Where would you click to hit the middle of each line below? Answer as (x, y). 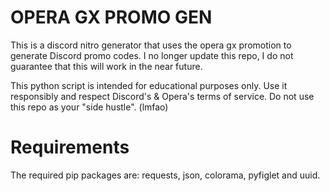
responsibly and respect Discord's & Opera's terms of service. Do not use (162, 96)
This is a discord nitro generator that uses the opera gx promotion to (151, 45)
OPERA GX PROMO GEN (111, 17)
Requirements (70, 147)
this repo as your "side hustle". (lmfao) (89, 107)
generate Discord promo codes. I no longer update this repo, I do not (152, 55)
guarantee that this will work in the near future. (106, 66)
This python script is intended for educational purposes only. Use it (149, 85)
